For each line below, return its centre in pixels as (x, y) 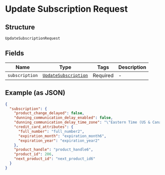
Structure (20, 27)
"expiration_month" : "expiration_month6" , (62, 136)
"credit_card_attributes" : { (44, 127)
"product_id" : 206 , (34, 154)
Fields (15, 53)
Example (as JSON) (35, 93)
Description (132, 67)
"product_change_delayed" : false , (49, 113)
